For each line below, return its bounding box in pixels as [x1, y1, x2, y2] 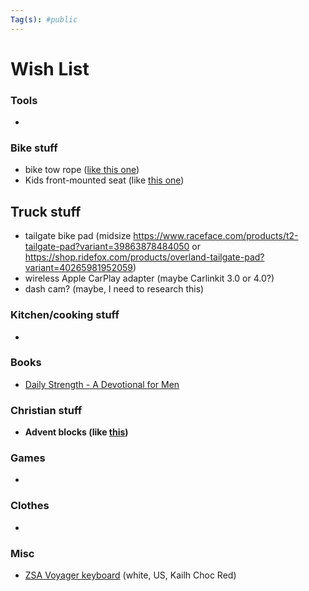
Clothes [10, 499, 50, 513]
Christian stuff [10, 403, 83, 417]
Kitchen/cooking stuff [10, 308, 120, 322]
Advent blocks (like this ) [24, 426, 129, 438]
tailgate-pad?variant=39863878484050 [24, 241, 190, 253]
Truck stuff [10, 203, 82, 220]
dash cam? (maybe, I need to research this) [24, 283, 205, 295]
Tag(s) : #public [10, 14, 78, 25]
